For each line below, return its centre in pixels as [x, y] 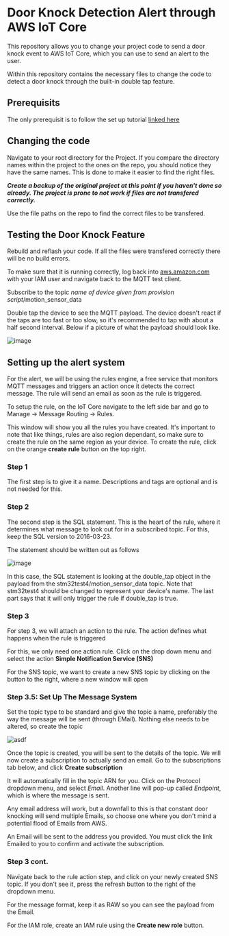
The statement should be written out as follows [73, 549]
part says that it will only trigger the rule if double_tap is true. [93, 598]
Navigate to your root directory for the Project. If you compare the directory [113, 157]
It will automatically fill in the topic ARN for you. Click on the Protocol [104, 781]
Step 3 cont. [28, 862]
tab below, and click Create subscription [65, 768]
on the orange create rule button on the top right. [77, 449]
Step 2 [18, 507]
